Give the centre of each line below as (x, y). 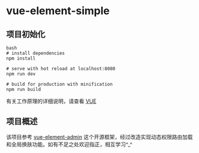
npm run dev (21, 74)
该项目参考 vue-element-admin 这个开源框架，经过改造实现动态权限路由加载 (99, 136)
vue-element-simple (58, 11)
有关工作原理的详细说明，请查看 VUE (51, 101)
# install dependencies (36, 53)
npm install (21, 58)
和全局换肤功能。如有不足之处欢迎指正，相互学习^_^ (69, 144)
